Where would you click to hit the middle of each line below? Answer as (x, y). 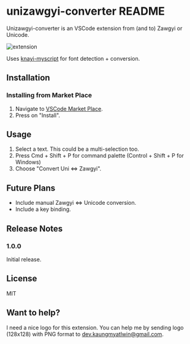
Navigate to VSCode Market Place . (59, 109)
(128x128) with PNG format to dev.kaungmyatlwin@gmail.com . (85, 334)
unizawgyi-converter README (86, 11)
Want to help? (33, 313)
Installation (28, 78)
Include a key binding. (43, 209)
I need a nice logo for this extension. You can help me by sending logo (95, 327)
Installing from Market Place (49, 95)
